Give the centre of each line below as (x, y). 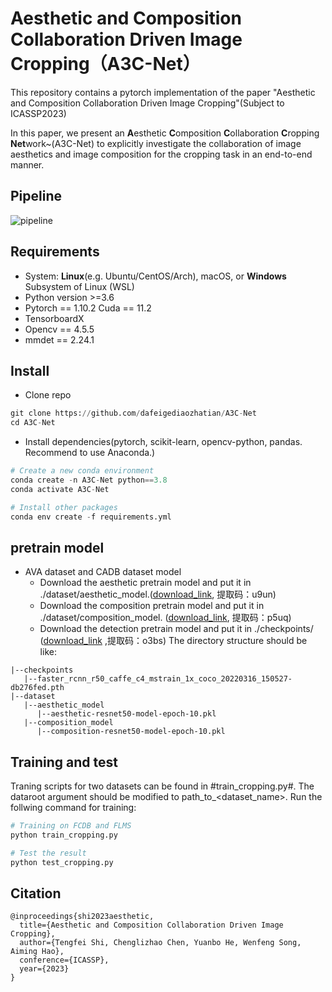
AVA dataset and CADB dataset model (103, 572)
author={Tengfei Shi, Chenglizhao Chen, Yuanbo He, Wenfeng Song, (160, 943)
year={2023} (44, 969)
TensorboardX (54, 318)
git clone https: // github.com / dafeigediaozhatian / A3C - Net (133, 413)
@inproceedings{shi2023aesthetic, (82, 917)
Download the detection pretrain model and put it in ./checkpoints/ (176, 629)
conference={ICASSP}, (64, 960)
